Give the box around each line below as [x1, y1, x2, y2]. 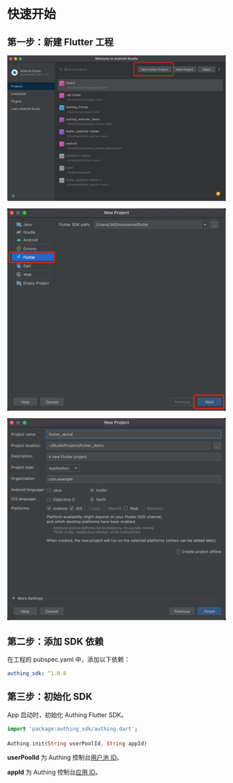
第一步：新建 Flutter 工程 [7, 36, 114, 48]
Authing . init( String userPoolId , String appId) [7, 740, 148, 747]
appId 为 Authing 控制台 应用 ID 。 [7, 768, 102, 777]
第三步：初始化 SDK [7, 691, 92, 703]
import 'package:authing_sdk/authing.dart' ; [7, 725, 138, 732]
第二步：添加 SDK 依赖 [7, 635, 104, 647]
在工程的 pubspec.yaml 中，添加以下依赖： [7, 655, 130, 664]
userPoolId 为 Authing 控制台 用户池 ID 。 [7, 753, 123, 762]
